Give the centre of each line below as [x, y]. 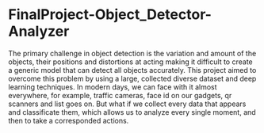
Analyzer [39, 31]
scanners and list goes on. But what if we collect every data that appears [127, 104]
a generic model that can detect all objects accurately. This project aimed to [132, 70]
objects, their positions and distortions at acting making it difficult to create [130, 62]
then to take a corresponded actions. [69, 120]
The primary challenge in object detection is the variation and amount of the [132, 53]
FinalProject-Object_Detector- [110, 15]
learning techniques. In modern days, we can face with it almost [113, 87]
